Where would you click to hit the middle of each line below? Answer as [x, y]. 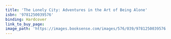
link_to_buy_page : [25, 24]
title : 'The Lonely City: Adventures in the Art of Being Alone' [76, 10]
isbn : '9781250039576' [29, 15]
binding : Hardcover [26, 19]
